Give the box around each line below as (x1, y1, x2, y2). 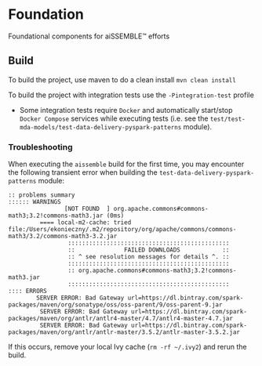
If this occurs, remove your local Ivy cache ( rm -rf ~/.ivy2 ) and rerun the (8, 342, 247, 352)
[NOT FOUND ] (64, 205, 111, 213)
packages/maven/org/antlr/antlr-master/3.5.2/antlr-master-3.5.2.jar (8, 328, 241, 336)
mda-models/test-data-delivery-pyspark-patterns (19, 123, 182, 131)
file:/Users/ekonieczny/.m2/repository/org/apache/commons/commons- (8, 226, 237, 234)
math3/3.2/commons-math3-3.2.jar (8, 233, 118, 241)
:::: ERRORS (8, 288, 47, 295)
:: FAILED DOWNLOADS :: (67, 246, 230, 254)
